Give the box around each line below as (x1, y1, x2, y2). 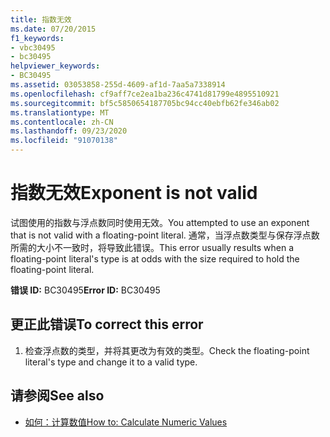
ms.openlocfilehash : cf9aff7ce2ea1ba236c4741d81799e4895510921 (10, 89, 280, 99)
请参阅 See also (10, 387, 105, 405)
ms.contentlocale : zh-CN (10, 117, 114, 127)
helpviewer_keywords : (10, 61, 101, 71)
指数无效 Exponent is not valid (10, 182, 258, 205)
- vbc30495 (10, 42, 56, 53)
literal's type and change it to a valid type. (24, 356, 198, 368)
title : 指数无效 (10, 14, 72, 25)
